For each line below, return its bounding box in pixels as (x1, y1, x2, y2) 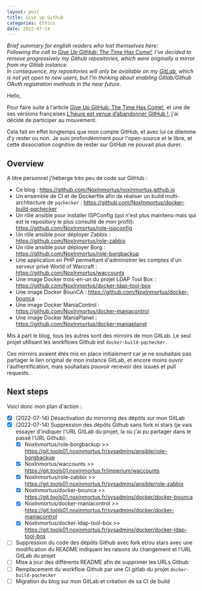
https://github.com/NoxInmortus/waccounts (15, 269, 125, 277)
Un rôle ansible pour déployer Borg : (15, 244, 106, 251)
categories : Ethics (7, 20, 56, 26)
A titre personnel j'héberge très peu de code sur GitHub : (7, 175, 148, 182)
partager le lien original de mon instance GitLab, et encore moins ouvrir (7, 356, 183, 364)
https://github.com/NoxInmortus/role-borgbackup (15, 250, 139, 258)
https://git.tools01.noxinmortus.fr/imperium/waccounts (24, 467, 160, 474)
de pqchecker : (46, 199, 83, 206)
